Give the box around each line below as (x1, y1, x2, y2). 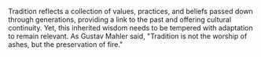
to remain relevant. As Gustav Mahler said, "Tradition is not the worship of (8, 31, 248, 41)
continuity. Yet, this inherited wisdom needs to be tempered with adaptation (8, 23, 253, 32)
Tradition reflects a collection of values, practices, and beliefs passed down (8, 7, 253, 16)
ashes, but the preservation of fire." (8, 40, 123, 49)
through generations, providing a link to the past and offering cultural (8, 15, 232, 24)
